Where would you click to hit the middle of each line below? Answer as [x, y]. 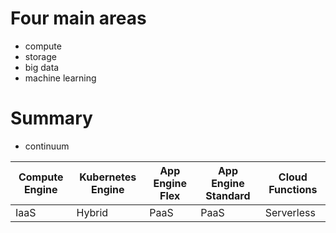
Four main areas [78, 18]
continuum [47, 146]
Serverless [290, 212]
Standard [228, 195]
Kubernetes [108, 177]
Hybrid [92, 212]
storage [40, 56]
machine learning [60, 78]
